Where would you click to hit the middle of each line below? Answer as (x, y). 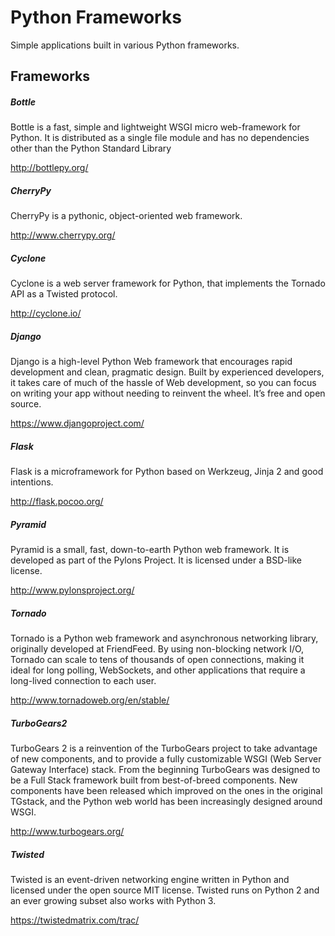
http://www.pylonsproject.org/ (72, 590)
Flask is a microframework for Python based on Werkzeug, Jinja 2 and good (167, 472)
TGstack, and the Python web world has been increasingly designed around (166, 802)
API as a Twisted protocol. (64, 294)
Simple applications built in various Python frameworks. (125, 45)
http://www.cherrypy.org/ (63, 235)
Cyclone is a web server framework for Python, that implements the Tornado (168, 283)
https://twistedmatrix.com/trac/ (75, 920)
